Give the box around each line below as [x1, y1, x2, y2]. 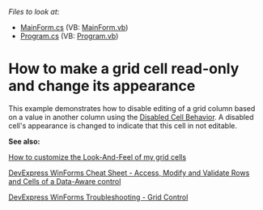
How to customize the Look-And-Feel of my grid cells [8, 152, 187, 161]
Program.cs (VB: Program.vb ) [19, 32, 119, 41]
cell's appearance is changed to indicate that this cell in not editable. [8, 121, 237, 131]
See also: [8, 136, 40, 146]
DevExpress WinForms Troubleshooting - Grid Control [8, 192, 189, 202]
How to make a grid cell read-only [8, 60, 240, 78]
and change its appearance [8, 77, 196, 96]
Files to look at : [8, 7, 60, 16]
